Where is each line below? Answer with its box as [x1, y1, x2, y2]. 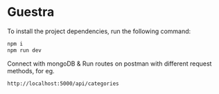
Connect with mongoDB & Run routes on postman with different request [7, 59, 212, 68]
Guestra [7, 4, 55, 20]
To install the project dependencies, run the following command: [7, 27, 191, 35]
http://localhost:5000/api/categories [7, 80, 119, 87]
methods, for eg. [7, 66, 55, 75]
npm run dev [7, 46, 42, 54]
